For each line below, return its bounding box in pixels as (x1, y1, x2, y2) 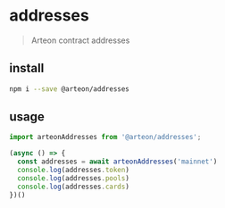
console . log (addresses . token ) (17, 166, 129, 175)
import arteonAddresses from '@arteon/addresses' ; (9, 133, 202, 142)
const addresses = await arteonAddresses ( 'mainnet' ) (17, 157, 218, 166)
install (9, 61, 45, 76)
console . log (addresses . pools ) (17, 173, 129, 183)
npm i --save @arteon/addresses (9, 84, 129, 94)
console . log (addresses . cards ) (17, 182, 129, 191)
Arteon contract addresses (30, 35, 130, 46)
